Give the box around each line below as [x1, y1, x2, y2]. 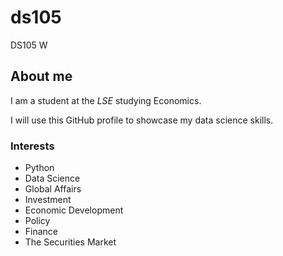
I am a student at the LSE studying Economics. [10, 94, 202, 106]
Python [24, 162, 55, 174]
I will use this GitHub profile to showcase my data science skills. [10, 114, 274, 126]
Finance [24, 226, 59, 238]
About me [10, 68, 73, 85]
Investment [24, 194, 72, 206]
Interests [10, 139, 55, 153]
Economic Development [24, 204, 124, 216]
